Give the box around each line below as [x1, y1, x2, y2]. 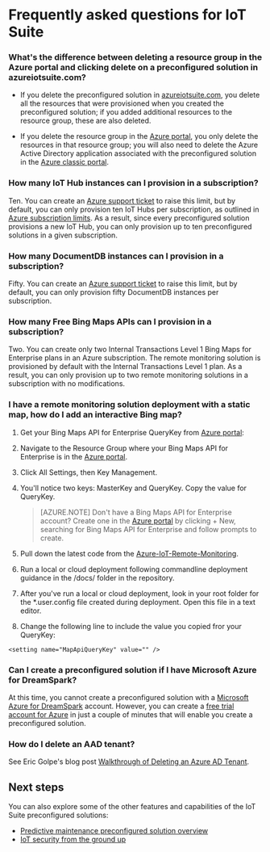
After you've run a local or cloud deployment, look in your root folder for [19, 588, 260, 598]
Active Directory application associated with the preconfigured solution [19, 149, 256, 158]
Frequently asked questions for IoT [8, 6, 247, 24]
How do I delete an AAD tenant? [8, 738, 135, 749]
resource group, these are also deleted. [19, 115, 152, 126]
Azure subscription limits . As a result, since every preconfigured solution [8, 212, 250, 223]
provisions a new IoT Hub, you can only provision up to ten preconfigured [8, 221, 252, 231]
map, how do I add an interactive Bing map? [8, 409, 183, 421]
